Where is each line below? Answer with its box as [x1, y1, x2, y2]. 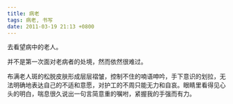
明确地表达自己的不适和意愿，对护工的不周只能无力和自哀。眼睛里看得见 [12, 81, 220, 89]
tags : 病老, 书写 [7, 17, 53, 24]
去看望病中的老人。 [7, 43, 62, 51]
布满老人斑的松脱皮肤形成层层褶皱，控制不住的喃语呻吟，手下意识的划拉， [7, 72, 220, 80]
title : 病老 [7, 10, 40, 17]
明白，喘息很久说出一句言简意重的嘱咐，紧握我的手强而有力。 [19, 89, 196, 98]
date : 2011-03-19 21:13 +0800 [7, 23, 95, 30]
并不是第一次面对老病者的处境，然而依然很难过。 [7, 58, 147, 66]
